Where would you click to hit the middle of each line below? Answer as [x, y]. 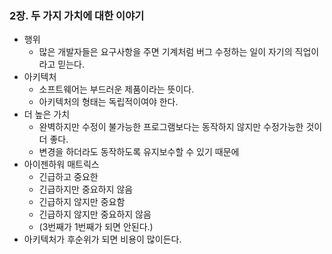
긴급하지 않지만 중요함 [82, 202]
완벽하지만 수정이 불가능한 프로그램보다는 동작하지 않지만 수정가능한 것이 [180, 127]
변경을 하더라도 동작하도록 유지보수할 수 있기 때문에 [139, 152]
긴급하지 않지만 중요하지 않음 [95, 214]
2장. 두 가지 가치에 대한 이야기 [77, 15]
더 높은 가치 [47, 114]
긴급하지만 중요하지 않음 [86, 189]
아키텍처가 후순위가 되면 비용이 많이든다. [102, 239]
